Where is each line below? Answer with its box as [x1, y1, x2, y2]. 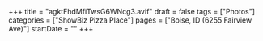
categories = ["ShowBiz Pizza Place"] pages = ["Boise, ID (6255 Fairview [8, 15, 252, 25]
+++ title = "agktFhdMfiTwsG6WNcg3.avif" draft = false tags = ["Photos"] [8, 7, 256, 16]
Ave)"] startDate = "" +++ [8, 24, 94, 33]
